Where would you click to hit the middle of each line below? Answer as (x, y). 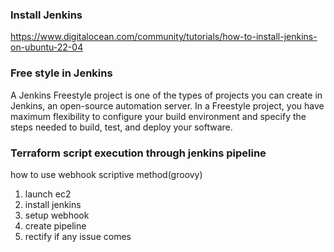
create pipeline (55, 225)
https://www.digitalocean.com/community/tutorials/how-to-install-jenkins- (164, 37)
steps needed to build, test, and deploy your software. (121, 127)
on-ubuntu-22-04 (47, 47)
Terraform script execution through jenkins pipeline (138, 153)
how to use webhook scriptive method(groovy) (106, 174)
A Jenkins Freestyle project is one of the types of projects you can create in (166, 95)
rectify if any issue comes (78, 236)
